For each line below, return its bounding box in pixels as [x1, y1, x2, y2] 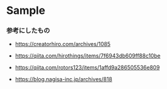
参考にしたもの [6, 27, 50, 35]
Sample [6, 4, 46, 18]
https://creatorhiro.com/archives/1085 [15, 41, 111, 48]
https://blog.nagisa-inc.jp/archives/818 [15, 76, 112, 83]
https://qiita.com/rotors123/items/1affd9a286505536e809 [15, 64, 160, 71]
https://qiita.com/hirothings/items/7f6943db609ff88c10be [15, 52, 161, 59]
